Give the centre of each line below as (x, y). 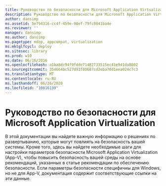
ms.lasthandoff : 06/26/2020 (34, 83)
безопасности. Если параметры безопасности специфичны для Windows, (83, 168)
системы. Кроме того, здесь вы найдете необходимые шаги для (73, 147)
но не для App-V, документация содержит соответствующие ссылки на (81, 173)
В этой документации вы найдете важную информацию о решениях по (80, 137)
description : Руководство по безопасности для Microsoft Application (78, 14)
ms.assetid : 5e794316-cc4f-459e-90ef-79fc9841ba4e (58, 23)
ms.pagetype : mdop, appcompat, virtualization (54, 42)
